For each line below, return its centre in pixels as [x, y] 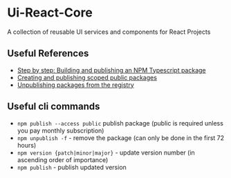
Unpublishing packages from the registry [76, 85]
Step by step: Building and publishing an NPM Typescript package [111, 70]
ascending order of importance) [63, 159]
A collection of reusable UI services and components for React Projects [109, 32]
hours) [27, 145]
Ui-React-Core [50, 13]
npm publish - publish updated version [72, 167]
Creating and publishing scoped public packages [87, 77]
